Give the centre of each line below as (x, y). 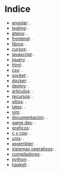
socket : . (20, 75)
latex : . (18, 107)
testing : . (21, 28)
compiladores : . (28, 154)
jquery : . (20, 59)
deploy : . (21, 86)
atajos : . (20, 33)
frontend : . (22, 39)
